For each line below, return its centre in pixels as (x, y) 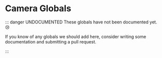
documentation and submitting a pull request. (51, 41)
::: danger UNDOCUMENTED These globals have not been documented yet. (81, 22)
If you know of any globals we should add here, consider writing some (76, 37)
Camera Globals (38, 9)
